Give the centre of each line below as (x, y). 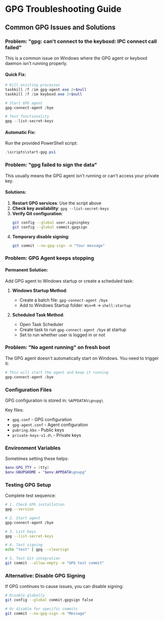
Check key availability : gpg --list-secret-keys (61, 208)
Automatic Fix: (20, 132)
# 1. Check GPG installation (35, 505)
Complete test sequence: (31, 495)
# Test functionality (27, 117)
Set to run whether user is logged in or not (62, 335)
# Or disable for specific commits (41, 609)
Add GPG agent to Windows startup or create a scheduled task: (69, 281)
